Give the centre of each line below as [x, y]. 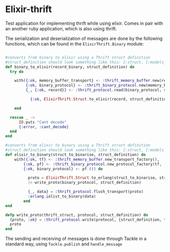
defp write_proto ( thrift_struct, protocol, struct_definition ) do [77, 215]
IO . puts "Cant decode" [42, 122]
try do [17, 72]
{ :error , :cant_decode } [44, 127]
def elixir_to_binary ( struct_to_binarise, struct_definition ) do [75, 155]
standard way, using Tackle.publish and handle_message [64, 244]
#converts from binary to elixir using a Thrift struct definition [78, 57]
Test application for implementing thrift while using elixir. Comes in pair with [84, 23]
